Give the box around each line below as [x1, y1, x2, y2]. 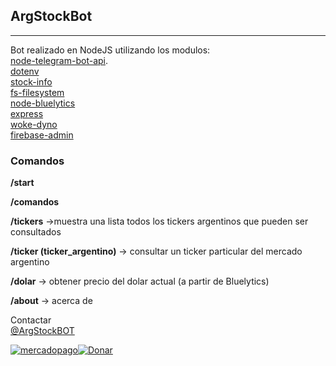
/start [10, 177, 35, 189]
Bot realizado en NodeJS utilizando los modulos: [10, 44, 211, 56]
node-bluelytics [10, 97, 76, 109]
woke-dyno [10, 118, 58, 130]
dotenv [10, 65, 40, 77]
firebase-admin [10, 129, 74, 141]
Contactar [10, 314, 52, 326]
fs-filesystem [10, 86, 65, 98]
